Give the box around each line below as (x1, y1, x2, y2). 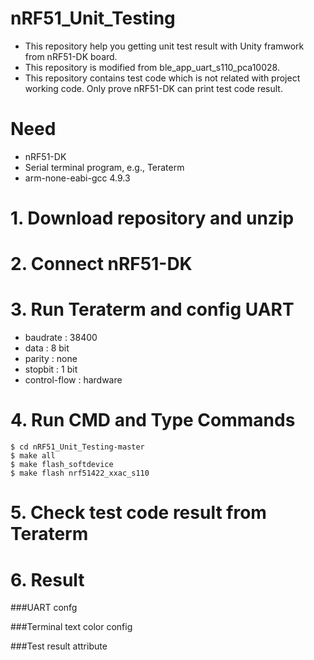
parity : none (24, 353, 78, 365)
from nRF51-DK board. (24, 50, 118, 62)
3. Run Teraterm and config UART (10, 298, 295, 321)
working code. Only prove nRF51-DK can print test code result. (24, 82, 283, 94)
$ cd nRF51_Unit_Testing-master (10, 442, 145, 452)
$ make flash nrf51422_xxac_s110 (10, 468, 150, 479)
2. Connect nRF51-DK (10, 253, 193, 276)
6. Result (10, 568, 85, 591)
